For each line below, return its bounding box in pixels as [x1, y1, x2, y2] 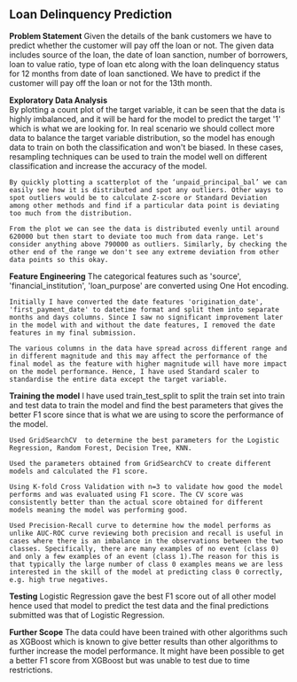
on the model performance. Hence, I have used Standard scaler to [9, 367, 260, 376]
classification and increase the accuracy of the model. [9, 160, 207, 171]
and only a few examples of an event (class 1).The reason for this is [9, 552, 279, 561]
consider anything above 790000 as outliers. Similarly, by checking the [9, 239, 288, 249]
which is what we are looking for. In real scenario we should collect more [9, 123, 275, 134]
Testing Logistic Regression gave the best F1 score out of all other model [9, 591, 277, 601]
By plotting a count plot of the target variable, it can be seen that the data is [9, 104, 285, 114]
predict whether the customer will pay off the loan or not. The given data [9, 40, 275, 50]
